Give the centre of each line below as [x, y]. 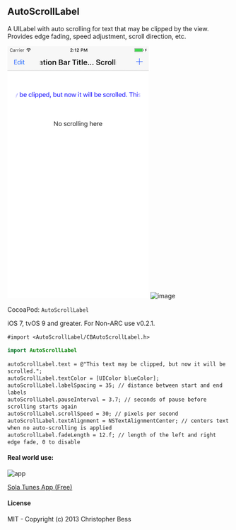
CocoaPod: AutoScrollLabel [48, 309]
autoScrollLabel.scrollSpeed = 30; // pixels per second [93, 414]
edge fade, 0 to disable [44, 442]
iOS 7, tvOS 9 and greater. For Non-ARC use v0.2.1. [81, 323]
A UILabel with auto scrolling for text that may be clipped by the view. [108, 28]
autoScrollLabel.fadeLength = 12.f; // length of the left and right [112, 435]
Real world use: [31, 458]
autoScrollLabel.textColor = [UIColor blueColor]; [83, 378]
